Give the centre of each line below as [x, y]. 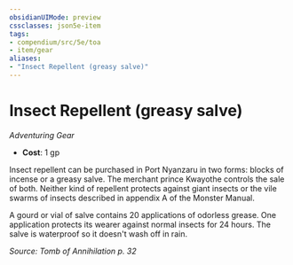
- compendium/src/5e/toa [55, 42]
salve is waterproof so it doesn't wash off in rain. [99, 234]
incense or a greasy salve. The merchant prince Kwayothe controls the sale [147, 179]
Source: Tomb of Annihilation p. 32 [73, 251]
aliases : [25, 58]
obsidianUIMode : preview [55, 17]
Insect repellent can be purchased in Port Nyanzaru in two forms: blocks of [146, 169]
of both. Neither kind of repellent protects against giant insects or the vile [143, 188]
